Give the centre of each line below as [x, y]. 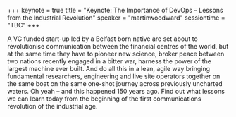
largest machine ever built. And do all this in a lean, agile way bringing [108, 69]
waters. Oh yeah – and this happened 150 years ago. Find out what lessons [116, 91]
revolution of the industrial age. [52, 106]
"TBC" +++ [24, 25]
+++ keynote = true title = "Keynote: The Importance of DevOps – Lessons [115, 10]
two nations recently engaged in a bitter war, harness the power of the [110, 61]
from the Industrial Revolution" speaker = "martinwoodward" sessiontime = [116, 18]
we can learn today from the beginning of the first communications [104, 99]
